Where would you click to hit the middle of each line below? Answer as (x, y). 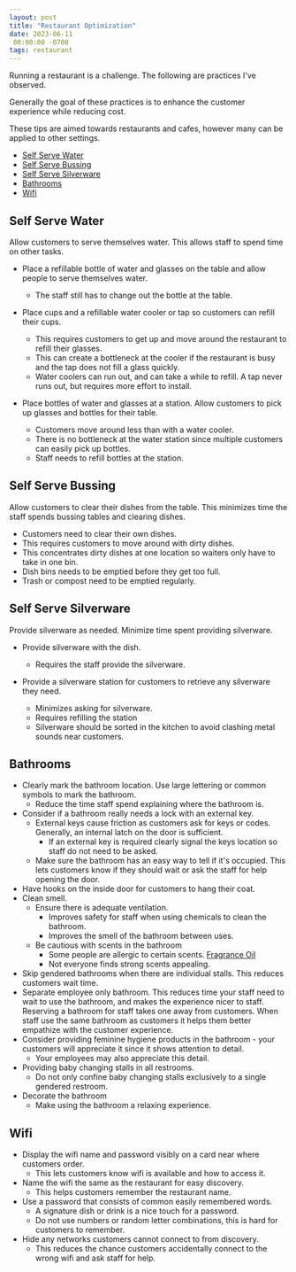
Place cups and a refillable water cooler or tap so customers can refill (148, 312)
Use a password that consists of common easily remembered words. (147, 1202)
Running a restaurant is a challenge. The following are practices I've (133, 75)
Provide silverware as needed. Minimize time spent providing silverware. (141, 630)
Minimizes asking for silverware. (94, 708)
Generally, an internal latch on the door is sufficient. (129, 833)
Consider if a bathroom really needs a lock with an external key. (138, 814)
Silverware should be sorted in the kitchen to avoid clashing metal (155, 726)
